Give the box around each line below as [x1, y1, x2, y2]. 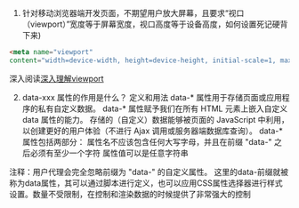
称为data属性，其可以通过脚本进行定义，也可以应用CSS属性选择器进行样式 [9, 177, 283, 188]
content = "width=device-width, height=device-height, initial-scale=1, [9, 56, 277, 65]
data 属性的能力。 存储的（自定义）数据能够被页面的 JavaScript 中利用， [21, 114, 289, 124]
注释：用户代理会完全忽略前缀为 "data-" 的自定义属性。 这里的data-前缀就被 [9, 166, 289, 177]
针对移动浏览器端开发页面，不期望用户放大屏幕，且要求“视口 [21, 8, 245, 18]
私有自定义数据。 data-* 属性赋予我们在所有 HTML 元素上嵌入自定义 [37, 103, 287, 114]
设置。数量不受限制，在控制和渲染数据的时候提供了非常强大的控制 [9, 188, 251, 199]
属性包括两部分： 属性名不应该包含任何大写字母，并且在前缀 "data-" [21, 136, 273, 147]
